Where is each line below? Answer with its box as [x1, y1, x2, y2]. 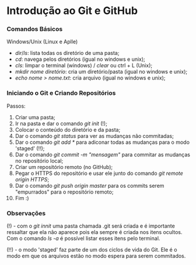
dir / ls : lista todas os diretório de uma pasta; [15, 50, 120, 57]
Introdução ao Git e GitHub [6, 4, 138, 18]
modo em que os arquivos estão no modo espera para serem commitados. [6, 253, 186, 260]
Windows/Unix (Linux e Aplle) [6, 38, 78, 45]
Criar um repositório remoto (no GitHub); [15, 163, 113, 170]
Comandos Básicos [6, 25, 63, 33]
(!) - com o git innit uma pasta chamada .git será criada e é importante [6, 222, 176, 229]
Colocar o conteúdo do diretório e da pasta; [15, 126, 121, 133]
